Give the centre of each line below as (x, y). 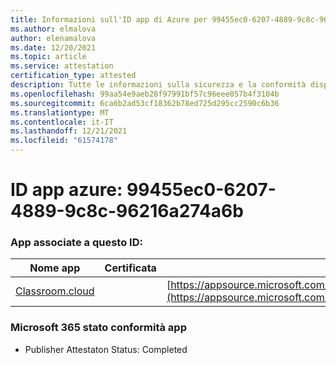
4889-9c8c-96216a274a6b (127, 211)
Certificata (130, 268)
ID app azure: (66, 190)
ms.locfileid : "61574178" (64, 141)
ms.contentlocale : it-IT (62, 122)
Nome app (55, 268)
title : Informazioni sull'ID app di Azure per (109, 19)
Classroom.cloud (55, 291)
